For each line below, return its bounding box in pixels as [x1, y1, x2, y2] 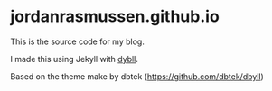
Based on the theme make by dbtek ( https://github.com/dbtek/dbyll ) [10, 70, 265, 82]
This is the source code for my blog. [10, 36, 145, 47]
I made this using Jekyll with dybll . [10, 53, 139, 64]
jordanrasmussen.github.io [10, 6, 220, 27]
